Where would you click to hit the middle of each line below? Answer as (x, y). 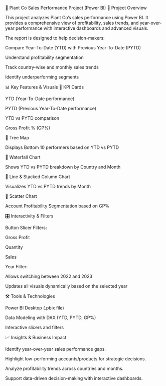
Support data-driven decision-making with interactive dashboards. (74, 378)
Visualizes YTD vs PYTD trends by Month (48, 186)
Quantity (14, 247)
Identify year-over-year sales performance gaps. (56, 349)
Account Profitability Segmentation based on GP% (57, 206)
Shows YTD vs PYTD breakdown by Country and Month (63, 167)
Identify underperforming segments (42, 77)
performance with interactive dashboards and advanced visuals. (82, 28)
